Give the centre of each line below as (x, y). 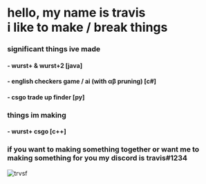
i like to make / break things (87, 27)
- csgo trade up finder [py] (46, 97)
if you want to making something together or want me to (103, 149)
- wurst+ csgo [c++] (37, 131)
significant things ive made (54, 49)
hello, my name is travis (76, 13)
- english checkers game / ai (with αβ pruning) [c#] (82, 82)
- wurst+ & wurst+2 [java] (45, 65)
